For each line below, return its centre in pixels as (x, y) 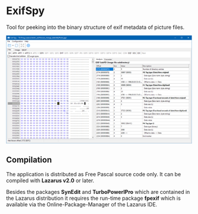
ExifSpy (26, 11)
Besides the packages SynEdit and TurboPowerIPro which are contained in (98, 192)
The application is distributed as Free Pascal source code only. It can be (94, 174)
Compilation (29, 160)
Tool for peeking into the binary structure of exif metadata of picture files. (95, 27)
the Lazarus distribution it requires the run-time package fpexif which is (93, 198)
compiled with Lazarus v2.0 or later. (50, 180)
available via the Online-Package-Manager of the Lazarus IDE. (82, 204)
